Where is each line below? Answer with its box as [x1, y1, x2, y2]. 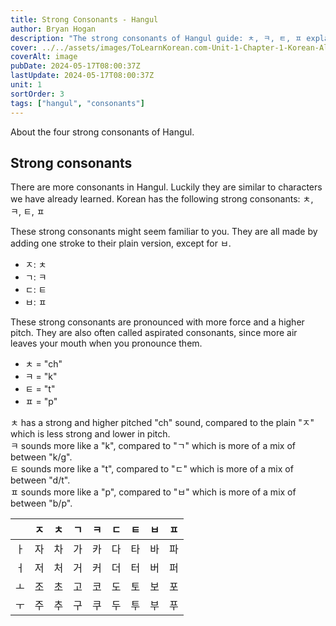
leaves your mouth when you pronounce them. [10, 337, 203, 350]
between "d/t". [10, 474, 71, 486]
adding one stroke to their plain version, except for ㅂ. [10, 237, 232, 250]
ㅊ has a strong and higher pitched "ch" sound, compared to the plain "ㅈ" [10, 417, 315, 429]
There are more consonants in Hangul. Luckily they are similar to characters [10, 181, 323, 193]
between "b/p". [10, 497, 73, 510]
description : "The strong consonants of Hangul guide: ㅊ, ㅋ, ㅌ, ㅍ [10, 33, 303, 43]
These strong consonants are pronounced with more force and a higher [10, 316, 305, 328]
